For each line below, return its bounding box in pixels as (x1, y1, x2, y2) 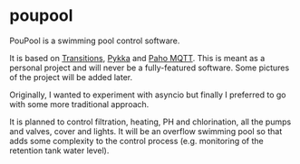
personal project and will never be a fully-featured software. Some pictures (9, 62, 290, 73)
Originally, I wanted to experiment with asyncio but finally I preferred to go (9, 89, 286, 100)
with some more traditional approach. (9, 98, 150, 109)
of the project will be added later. (9, 71, 133, 82)
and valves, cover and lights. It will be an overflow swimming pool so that (9, 125, 283, 136)
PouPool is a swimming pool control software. (9, 35, 180, 46)
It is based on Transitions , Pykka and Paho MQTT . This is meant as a (9, 52, 266, 63)
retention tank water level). (9, 145, 110, 156)
